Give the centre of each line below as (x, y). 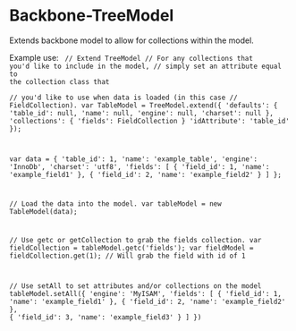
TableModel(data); (43, 211)
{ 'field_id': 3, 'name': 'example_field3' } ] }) (106, 318)
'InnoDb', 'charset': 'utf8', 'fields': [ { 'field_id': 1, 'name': (140, 166)
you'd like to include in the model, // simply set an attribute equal (145, 66)
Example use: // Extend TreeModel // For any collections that (131, 57)
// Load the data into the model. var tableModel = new (115, 204)
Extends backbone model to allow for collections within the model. (132, 40)
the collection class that (59, 81)
